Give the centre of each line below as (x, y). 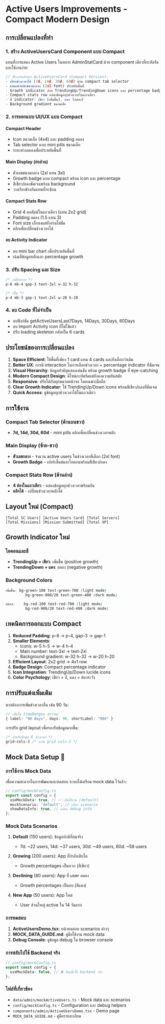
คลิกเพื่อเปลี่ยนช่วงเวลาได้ (33, 228)
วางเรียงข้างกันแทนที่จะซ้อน (35, 189)
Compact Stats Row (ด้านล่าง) (39, 475)
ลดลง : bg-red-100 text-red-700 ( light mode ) (54, 604)
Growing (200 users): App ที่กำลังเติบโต (50, 856)
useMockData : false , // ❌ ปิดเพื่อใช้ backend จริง (56, 972)
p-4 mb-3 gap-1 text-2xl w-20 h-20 (42, 298)
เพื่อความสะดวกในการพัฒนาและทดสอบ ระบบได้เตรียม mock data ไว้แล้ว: (66, 781)
